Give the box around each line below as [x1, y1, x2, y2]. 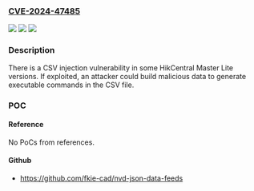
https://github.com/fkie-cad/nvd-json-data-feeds [19, 173, 183, 183]
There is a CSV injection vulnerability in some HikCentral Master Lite [8, 62, 234, 73]
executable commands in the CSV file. [8, 80, 135, 90]
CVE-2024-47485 [8, 6, 81, 17]
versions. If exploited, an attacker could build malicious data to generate [8, 71, 247, 81]
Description [8, 45, 55, 56]
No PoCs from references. [8, 137, 95, 147]
